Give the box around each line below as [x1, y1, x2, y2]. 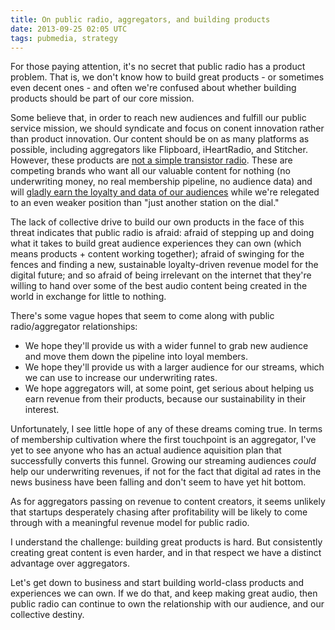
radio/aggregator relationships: [10, 321, 138, 333]
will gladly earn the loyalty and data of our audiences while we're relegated [10, 186, 320, 198]
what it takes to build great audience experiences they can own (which [10, 237, 302, 250]
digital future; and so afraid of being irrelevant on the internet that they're [10, 269, 312, 281]
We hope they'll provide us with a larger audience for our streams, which [24, 361, 325, 373]
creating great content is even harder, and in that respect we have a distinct [10, 547, 322, 559]
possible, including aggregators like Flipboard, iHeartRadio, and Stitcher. [10, 144, 308, 156]
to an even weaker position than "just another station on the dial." [10, 197, 280, 209]
